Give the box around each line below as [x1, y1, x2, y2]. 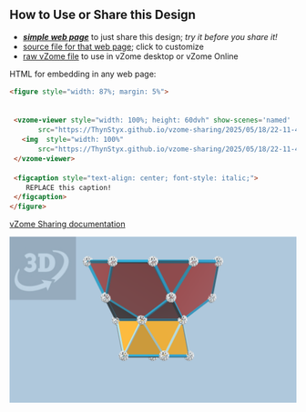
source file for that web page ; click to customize [22, 41, 205, 52]
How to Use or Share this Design [9, 7, 196, 23]
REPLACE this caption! [25, 183, 112, 192]
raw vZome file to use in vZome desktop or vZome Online [22, 50, 239, 62]
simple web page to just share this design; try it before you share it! [22, 31, 278, 42]
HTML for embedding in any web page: [9, 68, 157, 79]
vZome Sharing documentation [9, 218, 126, 230]
